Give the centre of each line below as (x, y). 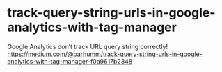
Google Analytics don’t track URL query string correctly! (88, 46)
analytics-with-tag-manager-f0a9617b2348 (70, 61)
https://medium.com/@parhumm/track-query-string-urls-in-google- (105, 54)
